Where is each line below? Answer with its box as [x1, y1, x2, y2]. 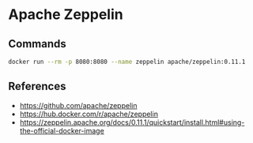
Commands [8, 37, 67, 51]
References [8, 80, 66, 93]
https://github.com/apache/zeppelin [19, 100, 138, 110]
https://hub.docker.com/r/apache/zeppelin [19, 109, 158, 119]
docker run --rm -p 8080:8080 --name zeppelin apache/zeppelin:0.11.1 [8, 58, 246, 66]
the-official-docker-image [19, 126, 104, 135]
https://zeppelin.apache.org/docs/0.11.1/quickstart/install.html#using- [19, 117, 245, 127]
